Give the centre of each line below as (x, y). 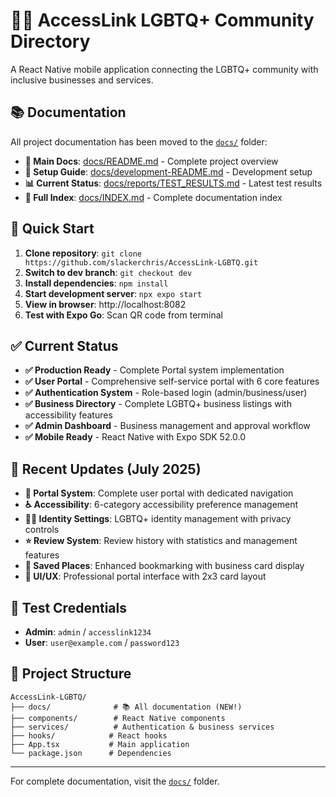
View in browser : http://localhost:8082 (105, 304)
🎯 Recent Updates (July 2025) (106, 469)
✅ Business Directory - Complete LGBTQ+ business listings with (158, 404)
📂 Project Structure (71, 674)
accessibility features (68, 415)
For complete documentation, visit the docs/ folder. (115, 781)
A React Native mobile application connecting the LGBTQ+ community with (164, 69)
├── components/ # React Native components (118, 718)
